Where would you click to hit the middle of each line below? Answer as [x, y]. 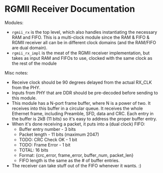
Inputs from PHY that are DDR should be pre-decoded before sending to [85, 93]
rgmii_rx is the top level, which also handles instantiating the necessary [84, 32]
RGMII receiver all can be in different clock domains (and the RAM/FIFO [84, 42]
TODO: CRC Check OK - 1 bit [48, 139]
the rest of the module [34, 63]
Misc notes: [16, 73]
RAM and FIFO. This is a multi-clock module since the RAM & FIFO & [81, 37]
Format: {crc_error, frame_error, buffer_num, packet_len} [76, 155]
